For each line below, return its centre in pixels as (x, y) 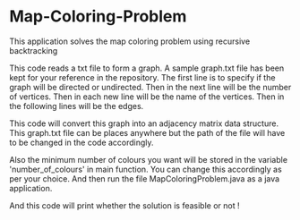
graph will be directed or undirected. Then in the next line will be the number (150, 87)
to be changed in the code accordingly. (81, 142)
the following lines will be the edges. (77, 106)
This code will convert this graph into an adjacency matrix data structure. (144, 123)
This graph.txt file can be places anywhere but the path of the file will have (147, 132)
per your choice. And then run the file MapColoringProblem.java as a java (145, 178)
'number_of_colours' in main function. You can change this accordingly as (146, 169)
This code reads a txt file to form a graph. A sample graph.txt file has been (147, 68)
